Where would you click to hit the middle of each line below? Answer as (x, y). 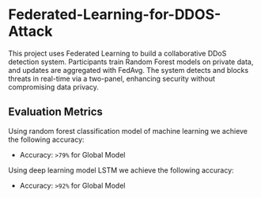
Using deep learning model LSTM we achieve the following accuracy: (121, 170)
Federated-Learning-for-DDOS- (115, 15)
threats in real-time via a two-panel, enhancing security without (112, 78)
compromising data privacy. (53, 87)
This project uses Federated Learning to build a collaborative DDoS (117, 53)
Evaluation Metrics (55, 112)
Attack (30, 31)
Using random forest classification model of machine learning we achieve (128, 131)
